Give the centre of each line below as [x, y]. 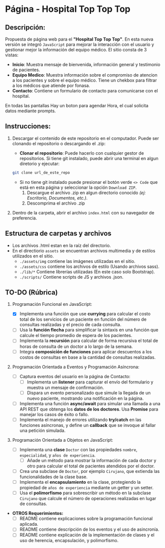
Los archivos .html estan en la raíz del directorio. [62, 245]
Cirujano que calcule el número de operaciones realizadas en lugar [88, 499]
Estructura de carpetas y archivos [58, 233]
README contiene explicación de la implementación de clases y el [87, 535]
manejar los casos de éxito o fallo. [54, 414]
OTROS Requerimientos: [38, 513]
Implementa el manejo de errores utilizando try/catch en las [81, 420]
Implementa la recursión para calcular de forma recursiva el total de [89, 341]
